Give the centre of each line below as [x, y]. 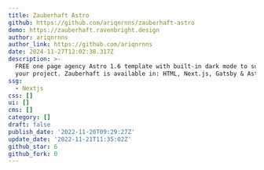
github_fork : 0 [33, 154]
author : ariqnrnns [38, 37]
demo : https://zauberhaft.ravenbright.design [84, 30]
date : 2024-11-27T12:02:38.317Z [61, 52]
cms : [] [21, 110]
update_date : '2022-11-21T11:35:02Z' [70, 139]
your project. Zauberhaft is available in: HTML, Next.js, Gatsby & [130, 74]
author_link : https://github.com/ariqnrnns [81, 45]
